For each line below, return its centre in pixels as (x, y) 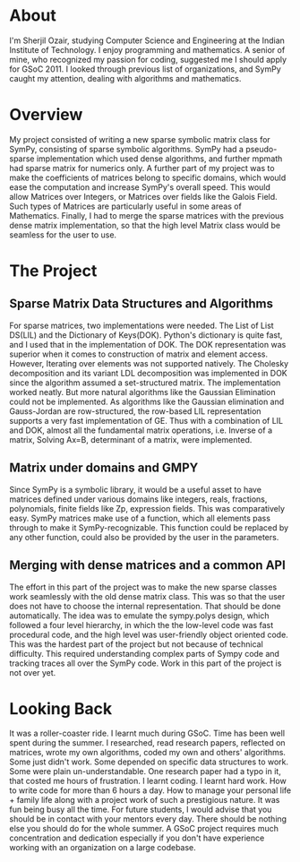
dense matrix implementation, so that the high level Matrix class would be (145, 225)
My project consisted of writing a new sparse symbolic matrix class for (140, 139)
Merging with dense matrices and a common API (148, 565)
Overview (46, 115)
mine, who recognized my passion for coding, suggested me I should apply (148, 59)
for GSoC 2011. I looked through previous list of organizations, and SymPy (146, 69)
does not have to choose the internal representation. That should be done (145, 606)
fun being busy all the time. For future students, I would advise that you (141, 810)
